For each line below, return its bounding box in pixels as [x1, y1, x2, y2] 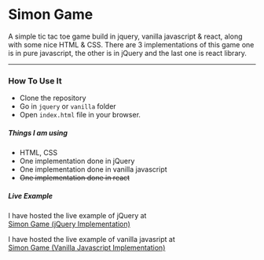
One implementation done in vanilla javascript [19, 165, 167, 174]
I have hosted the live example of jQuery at [8, 211, 147, 221]
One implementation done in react [19, 173, 130, 183]
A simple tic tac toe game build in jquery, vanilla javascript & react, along [8, 32, 243, 41]
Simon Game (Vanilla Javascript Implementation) [8, 243, 166, 253]
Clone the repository [19, 93, 86, 103]
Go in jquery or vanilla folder [19, 102, 116, 111]
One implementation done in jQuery [19, 156, 135, 166]
